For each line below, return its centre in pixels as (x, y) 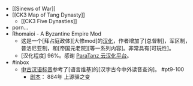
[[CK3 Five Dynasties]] (49, 21)
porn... (20, 27)
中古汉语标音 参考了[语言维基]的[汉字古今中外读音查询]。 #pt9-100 (102, 69)
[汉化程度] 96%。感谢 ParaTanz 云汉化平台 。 (76, 55)
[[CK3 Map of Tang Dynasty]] (48, 15)
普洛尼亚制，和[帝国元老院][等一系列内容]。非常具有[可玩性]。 (98, 48)
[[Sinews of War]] (34, 9)
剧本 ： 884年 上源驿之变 (60, 77)
